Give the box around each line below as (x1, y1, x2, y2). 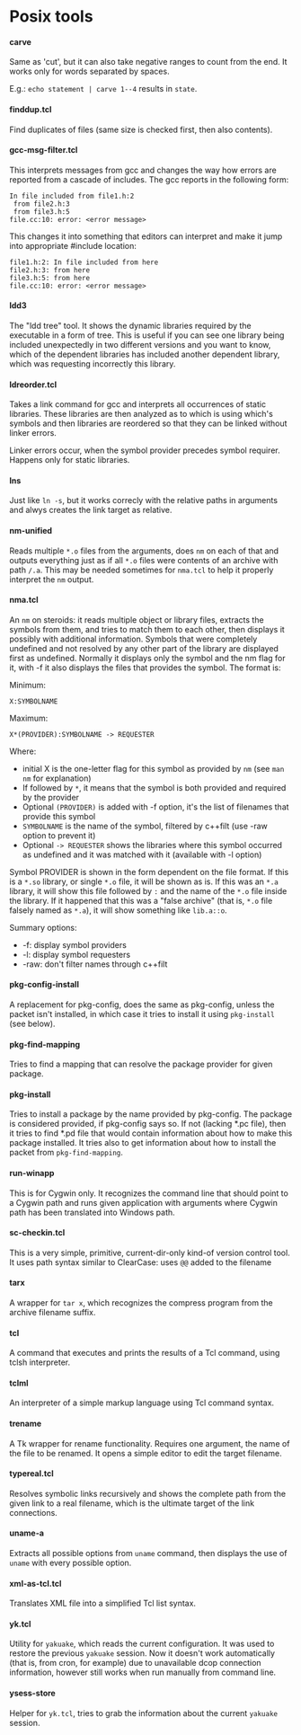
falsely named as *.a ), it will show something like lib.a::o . (9, 905, 227, 916)
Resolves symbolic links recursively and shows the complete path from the (9, 1488, 286, 1499)
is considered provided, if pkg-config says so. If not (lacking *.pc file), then (9, 1119, 287, 1129)
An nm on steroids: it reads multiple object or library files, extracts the (9, 614, 264, 625)
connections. (9, 1507, 58, 1518)
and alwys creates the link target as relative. (9, 505, 173, 516)
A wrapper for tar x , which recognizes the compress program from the (9, 1297, 273, 1308)
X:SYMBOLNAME (9, 696, 58, 706)
